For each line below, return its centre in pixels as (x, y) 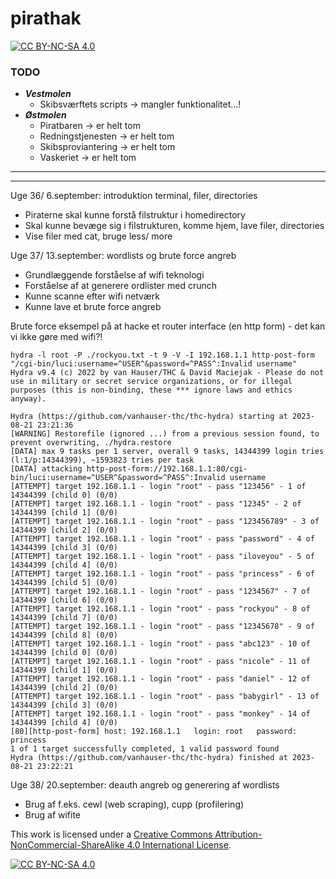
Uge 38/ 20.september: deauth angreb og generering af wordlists (145, 785)
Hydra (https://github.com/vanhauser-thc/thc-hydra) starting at (149, 417)
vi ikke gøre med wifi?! (56, 337)
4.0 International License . (179, 845)
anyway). (28, 399)
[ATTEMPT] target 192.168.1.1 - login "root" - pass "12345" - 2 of (156, 504)
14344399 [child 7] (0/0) (64, 618)
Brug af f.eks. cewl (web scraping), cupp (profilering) (134, 804)
